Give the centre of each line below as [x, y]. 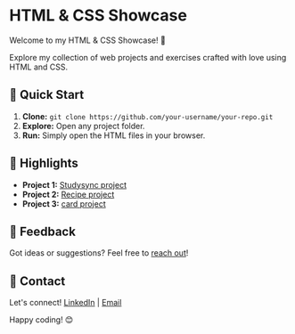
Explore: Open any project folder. [83, 126]
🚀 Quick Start [47, 95]
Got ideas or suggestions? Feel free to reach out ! [99, 253]
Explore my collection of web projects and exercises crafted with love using [148, 57]
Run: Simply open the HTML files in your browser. [114, 135]
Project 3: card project [64, 204]
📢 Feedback [42, 231]
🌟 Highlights [44, 163]
